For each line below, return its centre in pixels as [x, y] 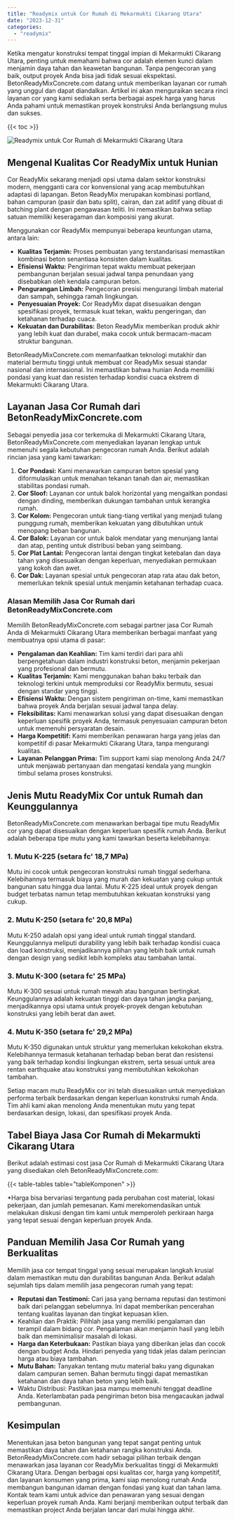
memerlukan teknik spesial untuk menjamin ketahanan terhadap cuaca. [120, 583]
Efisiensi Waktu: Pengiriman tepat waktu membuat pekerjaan [106, 267]
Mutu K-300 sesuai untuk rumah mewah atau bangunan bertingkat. [104, 991]
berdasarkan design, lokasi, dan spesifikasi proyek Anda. [90, 1113]
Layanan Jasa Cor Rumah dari [74, 407]
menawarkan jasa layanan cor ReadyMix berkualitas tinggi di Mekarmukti [113, 1465]
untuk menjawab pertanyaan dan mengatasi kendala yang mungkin [114, 766]
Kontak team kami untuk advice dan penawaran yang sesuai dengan [106, 1494]
